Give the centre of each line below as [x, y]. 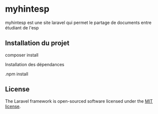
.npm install [17, 74]
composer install [22, 55]
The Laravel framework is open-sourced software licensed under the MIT [79, 101]
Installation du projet [37, 43]
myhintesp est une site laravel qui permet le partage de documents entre [78, 23]
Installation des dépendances [35, 64]
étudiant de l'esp [22, 27]
